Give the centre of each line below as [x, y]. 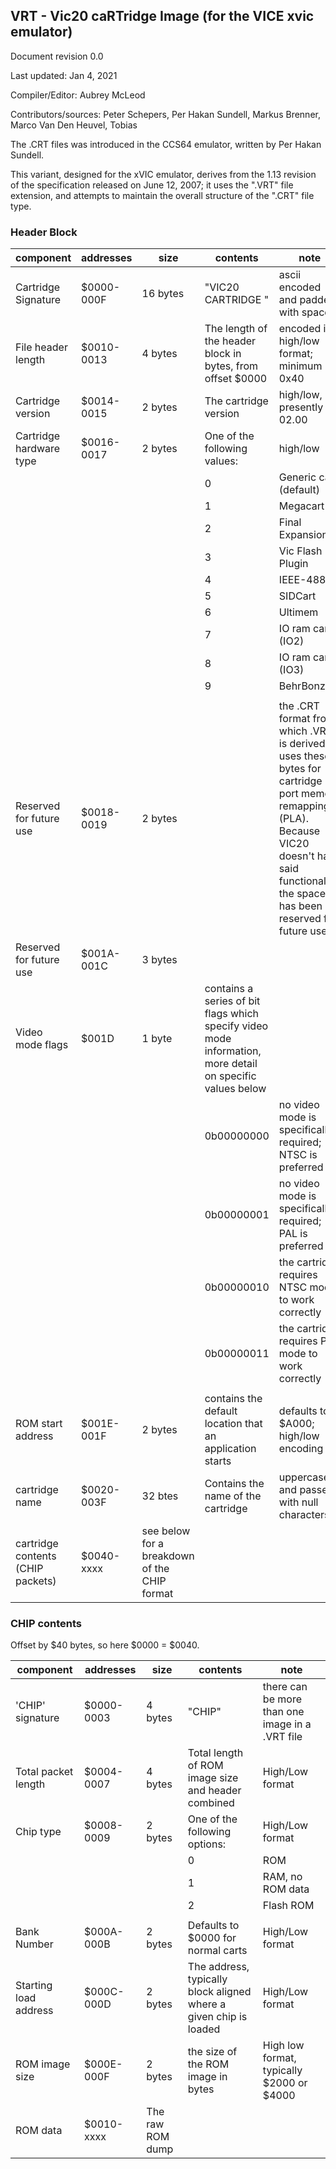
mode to [298, 1354]
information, [233, 1051]
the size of [212, 2052]
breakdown [168, 1556]
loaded [204, 2029]
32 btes [160, 1496]
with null [298, 1502]
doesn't [296, 856]
